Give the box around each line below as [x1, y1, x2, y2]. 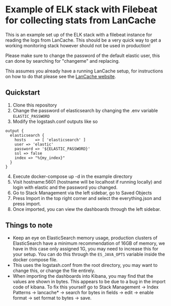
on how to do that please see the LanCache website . [5, 73, 116, 79]
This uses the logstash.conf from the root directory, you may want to [12, 262, 158, 268]
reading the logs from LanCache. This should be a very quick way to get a [5, 37, 161, 43]
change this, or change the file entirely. [12, 267, 96, 274]
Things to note [5, 221, 53, 230]
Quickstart [5, 88, 40, 97]
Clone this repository [12, 102, 57, 108]
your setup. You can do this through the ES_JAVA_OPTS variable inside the [12, 251, 165, 257]
